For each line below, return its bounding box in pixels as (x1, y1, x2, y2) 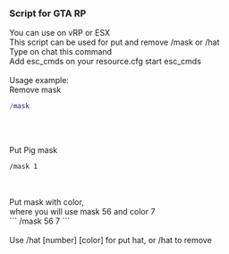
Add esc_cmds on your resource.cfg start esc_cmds (9, 56, 201, 67)
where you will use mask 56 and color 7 (9, 207, 156, 217)
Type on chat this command (9, 47, 113, 57)
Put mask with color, (9, 197, 85, 207)
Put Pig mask (9, 145, 58, 156)
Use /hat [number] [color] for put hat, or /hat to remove (9, 235, 212, 246)
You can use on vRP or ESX (9, 28, 110, 38)
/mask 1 (9, 162, 38, 172)
